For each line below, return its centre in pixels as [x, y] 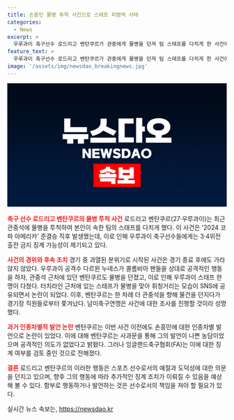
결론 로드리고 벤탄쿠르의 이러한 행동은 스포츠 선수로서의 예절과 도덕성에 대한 [110, 368]
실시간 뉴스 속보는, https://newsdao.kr [60, 409]
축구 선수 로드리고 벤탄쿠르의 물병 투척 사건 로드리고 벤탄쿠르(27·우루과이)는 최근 [116, 219]
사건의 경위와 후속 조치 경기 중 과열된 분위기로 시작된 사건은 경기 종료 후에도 [110, 260]
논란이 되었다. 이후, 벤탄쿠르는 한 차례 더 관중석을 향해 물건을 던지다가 [126, 295]
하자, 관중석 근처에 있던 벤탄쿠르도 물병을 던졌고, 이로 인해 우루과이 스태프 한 [118, 277]
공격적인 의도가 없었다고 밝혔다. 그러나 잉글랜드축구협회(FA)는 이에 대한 [117, 345]
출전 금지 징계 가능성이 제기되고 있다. [57, 245]
